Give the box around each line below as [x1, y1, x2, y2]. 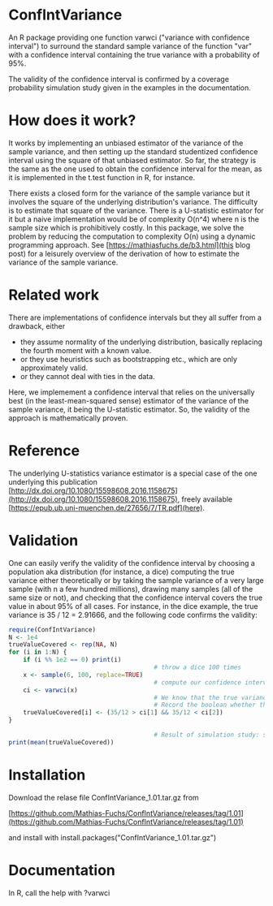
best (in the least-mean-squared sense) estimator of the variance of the [8, 395, 249, 405]
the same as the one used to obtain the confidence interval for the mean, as [8, 164, 262, 174]
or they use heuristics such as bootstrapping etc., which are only [19, 354, 238, 364]
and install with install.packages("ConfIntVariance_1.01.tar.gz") [8, 832, 217, 842]
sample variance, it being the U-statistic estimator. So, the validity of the [8, 404, 250, 414]
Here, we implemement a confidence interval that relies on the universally [8, 387, 255, 397]
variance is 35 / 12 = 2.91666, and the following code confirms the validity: [8, 610, 258, 619]
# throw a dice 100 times [154, 663, 242, 671]
